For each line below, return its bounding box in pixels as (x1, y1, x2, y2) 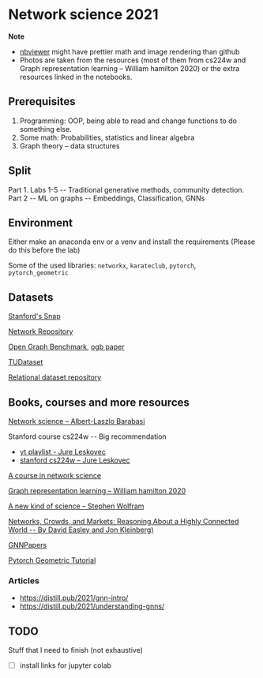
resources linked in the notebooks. (19, 72, 133, 81)
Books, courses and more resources (8, 395, 190, 409)
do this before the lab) (8, 245, 81, 255)
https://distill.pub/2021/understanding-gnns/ (19, 601, 165, 611)
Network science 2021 (8, 6, 160, 24)
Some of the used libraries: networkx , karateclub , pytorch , (8, 260, 197, 270)
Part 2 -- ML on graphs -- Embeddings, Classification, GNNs (8, 193, 205, 203)
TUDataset (8, 358, 43, 367)
